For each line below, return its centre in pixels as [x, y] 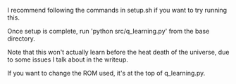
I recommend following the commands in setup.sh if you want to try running [117, 10]
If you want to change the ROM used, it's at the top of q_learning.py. [106, 73]
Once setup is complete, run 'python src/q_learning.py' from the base [108, 31]
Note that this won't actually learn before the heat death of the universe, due [118, 52]
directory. [21, 38]
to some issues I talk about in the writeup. [68, 59]
